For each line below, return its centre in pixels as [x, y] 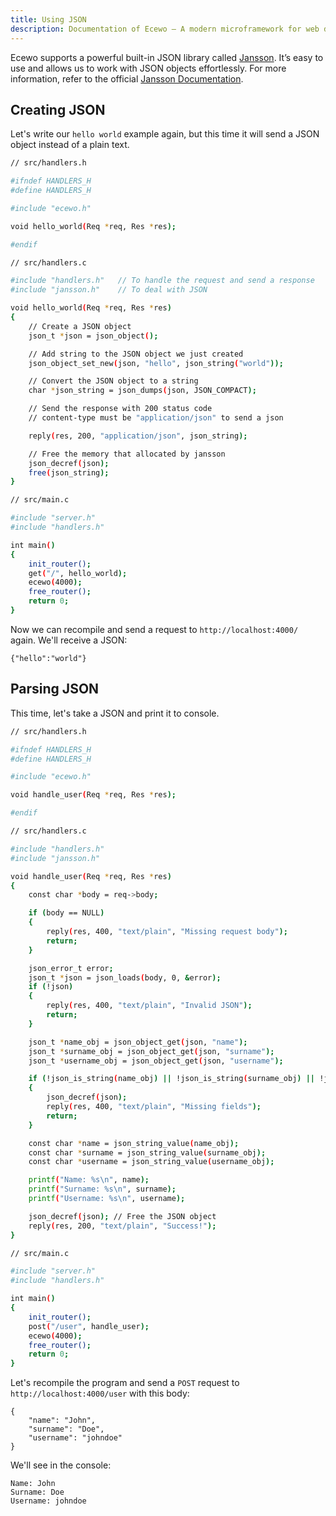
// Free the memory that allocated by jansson [127, 454]
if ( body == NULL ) [66, 913]
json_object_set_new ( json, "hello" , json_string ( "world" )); [156, 363]
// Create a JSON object [80, 326]
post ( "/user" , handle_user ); [89, 1326]
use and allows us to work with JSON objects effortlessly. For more [148, 68]
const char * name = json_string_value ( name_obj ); [134, 1143]
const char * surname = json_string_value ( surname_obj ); [147, 1152]
